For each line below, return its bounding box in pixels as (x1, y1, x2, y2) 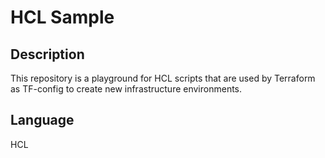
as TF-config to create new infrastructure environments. (10, 83, 243, 95)
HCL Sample (10, 6, 115, 29)
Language (10, 112, 75, 129)
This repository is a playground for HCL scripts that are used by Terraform (10, 72, 316, 84)
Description (10, 46, 85, 63)
